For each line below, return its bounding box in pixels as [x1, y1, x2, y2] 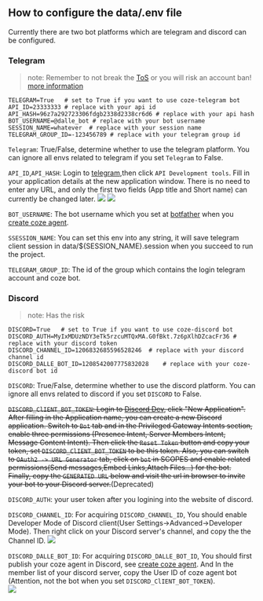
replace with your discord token [8, 339, 118, 348]
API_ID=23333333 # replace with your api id [8, 104, 156, 112]
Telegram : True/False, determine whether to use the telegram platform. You [8, 145, 250, 154]
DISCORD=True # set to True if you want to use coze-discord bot [8, 326, 234, 334]
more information [27, 82, 84, 91]
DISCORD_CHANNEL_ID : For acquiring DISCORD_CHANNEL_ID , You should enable [8, 510, 247, 519]
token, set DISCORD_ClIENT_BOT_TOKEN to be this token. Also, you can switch [8, 446, 250, 456]
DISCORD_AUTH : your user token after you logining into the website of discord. [8, 495, 254, 504]
